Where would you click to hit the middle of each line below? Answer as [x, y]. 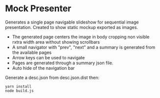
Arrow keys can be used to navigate [48, 57]
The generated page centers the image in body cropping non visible [81, 37]
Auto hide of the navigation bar [43, 68]
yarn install [18, 86]
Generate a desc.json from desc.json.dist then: [52, 77]
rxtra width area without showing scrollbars [56, 42]
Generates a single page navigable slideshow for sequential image [72, 22]
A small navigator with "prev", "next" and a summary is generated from [84, 47]
